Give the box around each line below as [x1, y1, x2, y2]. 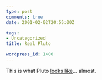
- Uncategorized [6, 36, 46, 41]
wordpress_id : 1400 [6, 51, 54, 57]
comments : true [6, 14, 43, 20]
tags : [6, 30, 19, 36]
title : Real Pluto [6, 41, 51, 47]
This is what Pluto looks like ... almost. [6, 67, 97, 74]
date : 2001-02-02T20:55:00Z [6, 19, 75, 25]
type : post [6, 8, 33, 15]
